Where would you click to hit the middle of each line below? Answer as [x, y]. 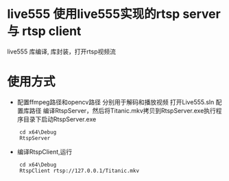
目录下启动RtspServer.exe [60, 119]
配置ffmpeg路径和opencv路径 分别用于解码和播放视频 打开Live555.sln [116, 102]
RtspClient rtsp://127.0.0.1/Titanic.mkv [79, 171]
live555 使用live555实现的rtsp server [114, 14]
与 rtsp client [44, 31]
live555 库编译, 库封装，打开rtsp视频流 [62, 51]
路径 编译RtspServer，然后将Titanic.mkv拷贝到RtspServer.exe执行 [122, 110]
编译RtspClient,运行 [45, 152]
